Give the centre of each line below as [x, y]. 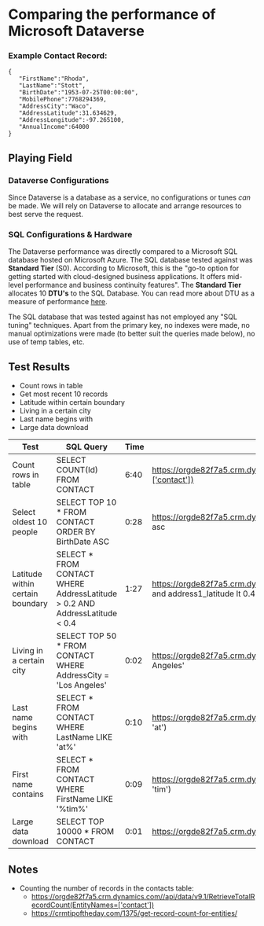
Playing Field [40, 158]
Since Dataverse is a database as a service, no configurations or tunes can [130, 197]
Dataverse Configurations [59, 180]
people [25, 532]
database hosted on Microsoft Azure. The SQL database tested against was [130, 260]
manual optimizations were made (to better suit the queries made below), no [132, 334]
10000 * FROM [85, 832]
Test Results [39, 367]
